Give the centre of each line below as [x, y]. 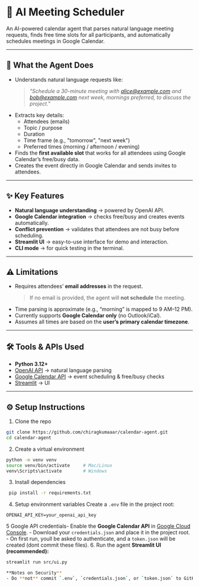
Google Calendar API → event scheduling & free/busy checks [89, 377]
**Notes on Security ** [34, 573]
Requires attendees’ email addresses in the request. [79, 286]
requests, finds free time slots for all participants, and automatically [88, 34]
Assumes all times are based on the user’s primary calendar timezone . [102, 322]
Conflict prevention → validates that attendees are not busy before [97, 229]
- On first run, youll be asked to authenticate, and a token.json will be [91, 539]
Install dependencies [40, 482]
